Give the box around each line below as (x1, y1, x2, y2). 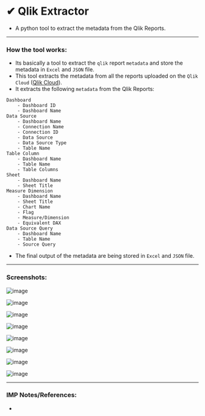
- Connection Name (17, 124, 64, 130)
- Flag (17, 210, 34, 216)
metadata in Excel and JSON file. (15, 66, 95, 73)
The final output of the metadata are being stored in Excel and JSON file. (15, 252, 195, 260)
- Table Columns (17, 167, 59, 173)
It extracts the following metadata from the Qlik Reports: (15, 86, 154, 93)
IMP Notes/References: (6, 391, 77, 400)
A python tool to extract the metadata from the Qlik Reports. (15, 24, 166, 32)
